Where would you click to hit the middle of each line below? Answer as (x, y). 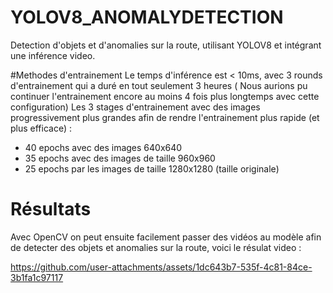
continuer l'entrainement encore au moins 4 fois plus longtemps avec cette (165, 96)
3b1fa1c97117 (37, 277)
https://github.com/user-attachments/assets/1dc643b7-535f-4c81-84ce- (161, 267)
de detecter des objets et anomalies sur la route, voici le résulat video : (156, 247)
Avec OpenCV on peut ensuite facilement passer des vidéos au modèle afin (166, 237)
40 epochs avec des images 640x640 (103, 147)
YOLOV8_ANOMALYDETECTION (147, 17)
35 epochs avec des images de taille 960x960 (120, 158)
